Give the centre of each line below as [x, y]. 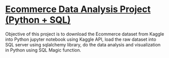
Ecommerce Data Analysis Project [78, 9]
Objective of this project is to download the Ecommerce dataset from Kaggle [85, 34]
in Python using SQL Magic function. [43, 50]
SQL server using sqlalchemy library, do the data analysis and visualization [83, 44]
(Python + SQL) [38, 20]
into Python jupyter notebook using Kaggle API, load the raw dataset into [81, 39]
